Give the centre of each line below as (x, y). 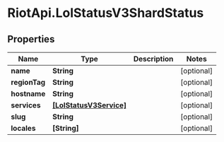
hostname (28, 94)
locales (23, 128)
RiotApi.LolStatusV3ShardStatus (106, 13)
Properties (31, 39)
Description (153, 59)
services (26, 105)
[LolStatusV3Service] (89, 105)
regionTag (28, 82)
